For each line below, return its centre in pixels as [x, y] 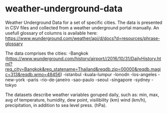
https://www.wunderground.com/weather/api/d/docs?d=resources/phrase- [83, 38]
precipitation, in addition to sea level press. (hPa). [56, 105]
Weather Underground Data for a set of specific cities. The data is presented [84, 22]
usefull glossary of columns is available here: [52, 33]
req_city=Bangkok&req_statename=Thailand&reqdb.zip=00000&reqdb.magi [83, 69]
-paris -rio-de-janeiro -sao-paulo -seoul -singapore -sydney [88, 80]
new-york [15, 80]
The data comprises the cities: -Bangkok [47, 53]
